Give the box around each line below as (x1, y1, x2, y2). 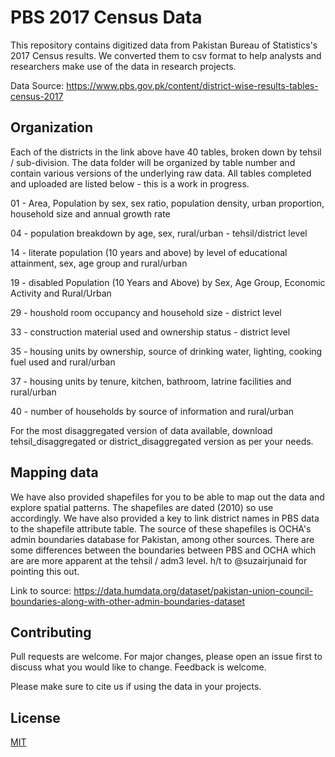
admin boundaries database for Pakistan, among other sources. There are (10, 533, 315, 545)
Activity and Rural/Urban (10, 287, 112, 299)
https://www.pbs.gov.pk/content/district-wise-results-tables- (66, 79, 319, 91)
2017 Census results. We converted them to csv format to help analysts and (10, 49, 322, 61)
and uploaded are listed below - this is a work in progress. (10, 177, 250, 190)
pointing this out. (10, 565, 80, 577)
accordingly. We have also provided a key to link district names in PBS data (10, 512, 320, 524)
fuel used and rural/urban (10, 356, 116, 368)
